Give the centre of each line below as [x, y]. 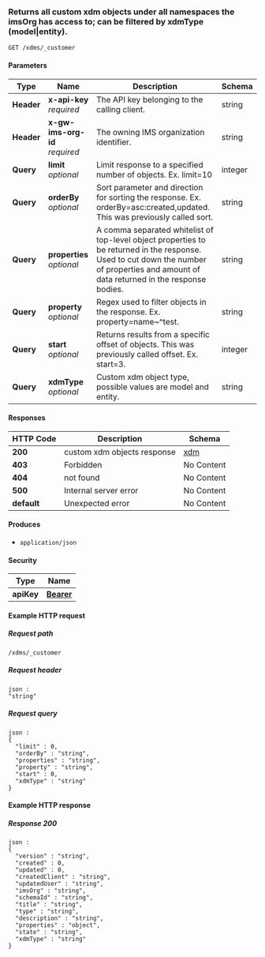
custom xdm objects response [120, 452]
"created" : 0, [40, 863]
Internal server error [101, 490]
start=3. [111, 364]
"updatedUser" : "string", [60, 884]
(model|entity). [38, 32]
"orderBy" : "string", [52, 753]
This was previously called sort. [155, 217]
